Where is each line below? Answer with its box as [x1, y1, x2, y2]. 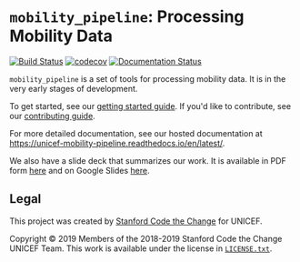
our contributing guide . [9, 110, 95, 121]
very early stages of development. [9, 83, 138, 94]
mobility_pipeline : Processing [9, 6, 245, 27]
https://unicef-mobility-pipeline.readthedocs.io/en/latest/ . [9, 137, 225, 148]
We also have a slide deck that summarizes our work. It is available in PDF [9, 155, 286, 166]
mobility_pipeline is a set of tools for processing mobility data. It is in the [9, 73, 286, 84]
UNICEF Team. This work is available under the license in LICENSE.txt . [9, 243, 273, 254]
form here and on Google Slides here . [9, 165, 150, 176]
